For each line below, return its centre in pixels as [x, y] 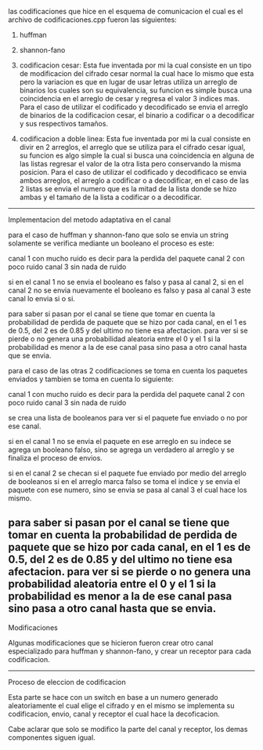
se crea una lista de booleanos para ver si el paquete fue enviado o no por [128, 418]
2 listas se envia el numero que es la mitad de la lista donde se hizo [128, 189]
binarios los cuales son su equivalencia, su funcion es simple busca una [135, 90]
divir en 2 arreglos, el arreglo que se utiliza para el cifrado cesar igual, [132, 147]
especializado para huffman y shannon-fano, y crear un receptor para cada [130, 651]
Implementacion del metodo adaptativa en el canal [89, 220]
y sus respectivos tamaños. [63, 124]
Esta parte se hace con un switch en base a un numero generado [113, 697]
